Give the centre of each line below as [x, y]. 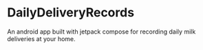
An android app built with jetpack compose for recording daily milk [101, 32]
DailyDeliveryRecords [71, 13]
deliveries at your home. [41, 38]
